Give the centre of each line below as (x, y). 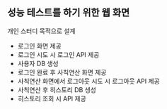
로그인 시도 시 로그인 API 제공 (58, 54)
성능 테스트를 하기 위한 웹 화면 (69, 13)
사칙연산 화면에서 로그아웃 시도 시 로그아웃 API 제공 (89, 81)
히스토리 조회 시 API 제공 (52, 98)
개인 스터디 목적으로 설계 (41, 31)
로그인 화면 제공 (39, 46)
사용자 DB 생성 (38, 63)
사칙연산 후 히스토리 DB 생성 (57, 89)
